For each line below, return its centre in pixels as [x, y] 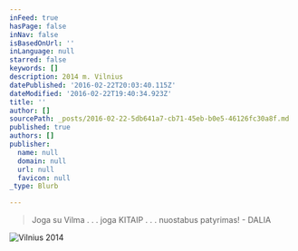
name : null [38, 152]
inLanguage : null [42, 52]
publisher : [30, 144]
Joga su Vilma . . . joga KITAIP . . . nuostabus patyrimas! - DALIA [151, 220]
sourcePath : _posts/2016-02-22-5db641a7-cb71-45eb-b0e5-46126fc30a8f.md [149, 119]
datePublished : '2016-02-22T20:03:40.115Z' [93, 85]
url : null [36, 169]
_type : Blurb [34, 187]
